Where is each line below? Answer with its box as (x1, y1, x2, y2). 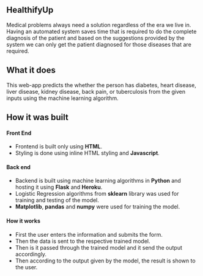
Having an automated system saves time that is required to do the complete (6, 28, 197, 35)
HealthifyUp (6, 5, 54, 15)
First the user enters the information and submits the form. (15, 231, 163, 238)
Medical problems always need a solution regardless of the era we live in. (6, 21, 191, 28)
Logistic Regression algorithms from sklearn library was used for (15, 190, 179, 197)
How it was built (6, 112, 68, 123)
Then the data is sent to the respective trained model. (15, 237, 150, 245)
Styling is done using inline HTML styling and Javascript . (15, 150, 160, 157)
